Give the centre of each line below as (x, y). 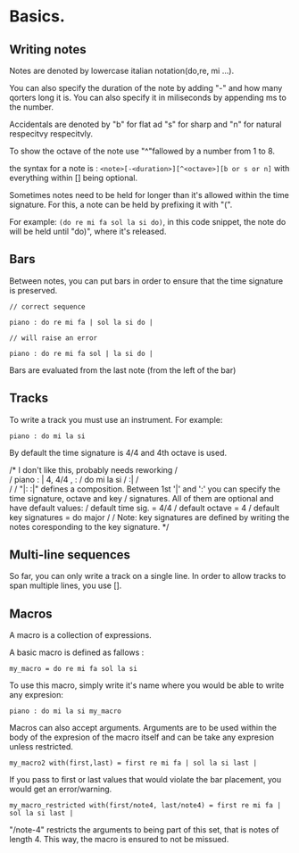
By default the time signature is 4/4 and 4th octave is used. (118, 452)
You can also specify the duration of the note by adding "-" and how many (146, 88)
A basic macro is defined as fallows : (77, 652)
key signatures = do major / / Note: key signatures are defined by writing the (149, 517)
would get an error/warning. (61, 789)
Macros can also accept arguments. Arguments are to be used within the (143, 728)
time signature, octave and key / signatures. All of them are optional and (141, 498)
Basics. (37, 17)
